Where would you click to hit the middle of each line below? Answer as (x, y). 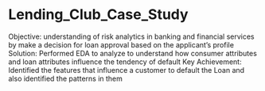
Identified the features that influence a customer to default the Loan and (127, 70)
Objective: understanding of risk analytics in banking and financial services (131, 36)
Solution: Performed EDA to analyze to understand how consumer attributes (132, 53)
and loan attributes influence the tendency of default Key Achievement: (125, 62)
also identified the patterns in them (66, 78)
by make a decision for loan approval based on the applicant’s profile (121, 44)
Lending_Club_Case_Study (98, 15)
